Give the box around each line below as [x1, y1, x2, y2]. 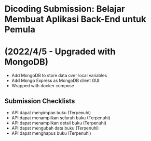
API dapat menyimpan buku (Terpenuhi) [11, 110, 91, 115]
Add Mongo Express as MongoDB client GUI [11, 78, 100, 83]
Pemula [4, 24, 36, 35]
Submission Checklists [4, 97, 75, 105]
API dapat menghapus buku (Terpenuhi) [11, 130, 91, 136]
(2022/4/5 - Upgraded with [4, 46, 116, 57]
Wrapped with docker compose [11, 83, 74, 89]
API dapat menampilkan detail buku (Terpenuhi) [11, 120, 107, 125]
